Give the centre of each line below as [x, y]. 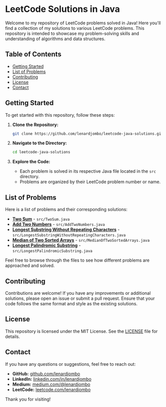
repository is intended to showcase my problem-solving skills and [72, 33]
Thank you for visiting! [28, 399]
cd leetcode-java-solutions [41, 152]
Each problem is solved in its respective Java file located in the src [88, 171]
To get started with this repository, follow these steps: [60, 115]
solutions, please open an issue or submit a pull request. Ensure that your [80, 298]
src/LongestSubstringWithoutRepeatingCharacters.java [69, 235]
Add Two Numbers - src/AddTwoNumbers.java [58, 224]
